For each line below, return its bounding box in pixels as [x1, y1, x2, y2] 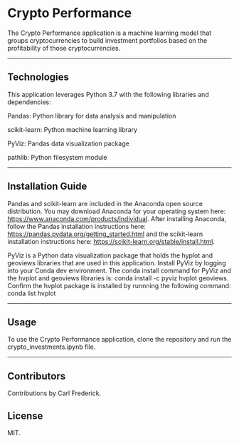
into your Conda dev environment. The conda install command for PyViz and [7, 266, 231, 275]
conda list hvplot [7, 289, 56, 297]
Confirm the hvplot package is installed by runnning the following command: [7, 281, 231, 290]
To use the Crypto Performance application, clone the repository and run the [7, 335, 232, 344]
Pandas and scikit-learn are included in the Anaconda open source [7, 199, 203, 208]
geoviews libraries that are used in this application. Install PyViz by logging [7, 258, 226, 267]
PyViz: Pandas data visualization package [7, 139, 129, 148]
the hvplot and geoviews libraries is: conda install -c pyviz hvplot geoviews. [7, 273, 229, 282]
